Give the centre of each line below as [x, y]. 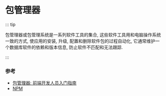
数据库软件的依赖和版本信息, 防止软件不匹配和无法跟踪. [66, 47]
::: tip [10, 24]
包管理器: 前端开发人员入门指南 [44, 83]
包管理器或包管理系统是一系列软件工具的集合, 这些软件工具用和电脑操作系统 [83, 34]
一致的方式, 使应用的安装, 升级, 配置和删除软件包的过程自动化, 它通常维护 [80, 41]
